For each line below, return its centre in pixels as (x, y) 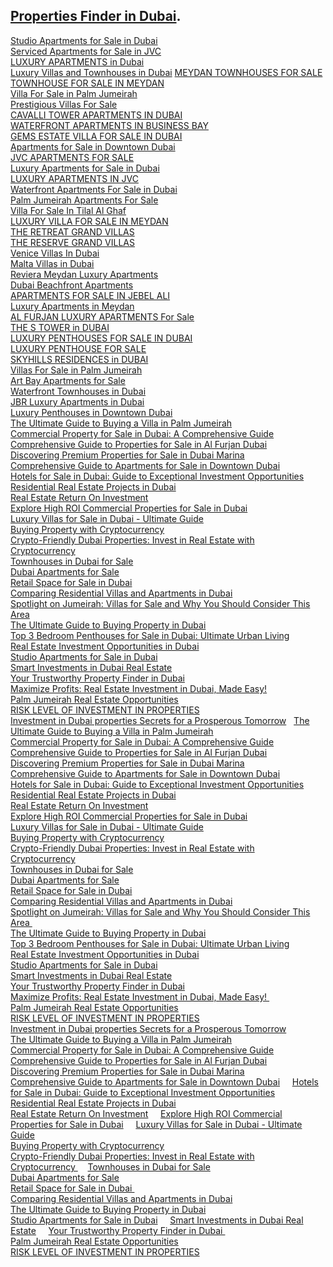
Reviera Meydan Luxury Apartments (84, 274)
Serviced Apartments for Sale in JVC (86, 51)
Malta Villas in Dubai (52, 263)
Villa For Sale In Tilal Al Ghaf (68, 210)
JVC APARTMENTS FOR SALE (72, 157)
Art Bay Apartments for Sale (68, 380)
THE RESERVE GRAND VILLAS (73, 242)
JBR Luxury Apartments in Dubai (77, 401)
